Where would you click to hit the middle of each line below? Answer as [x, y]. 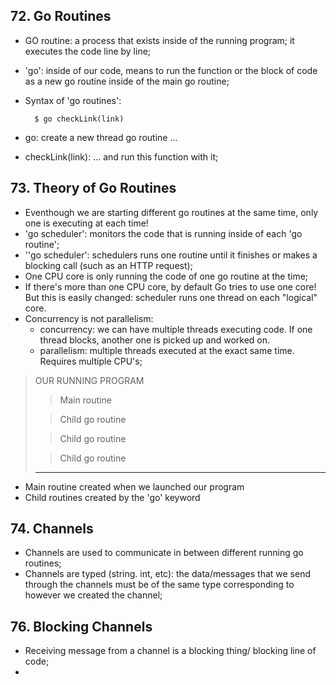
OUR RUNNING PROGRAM [89, 380]
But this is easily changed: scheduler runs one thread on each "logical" [171, 297]
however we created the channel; [93, 595]
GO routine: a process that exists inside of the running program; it [159, 40]
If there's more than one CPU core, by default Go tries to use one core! [170, 286]
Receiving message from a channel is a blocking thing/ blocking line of [170, 651]
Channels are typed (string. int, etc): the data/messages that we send [168, 574]
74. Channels [52, 529]
